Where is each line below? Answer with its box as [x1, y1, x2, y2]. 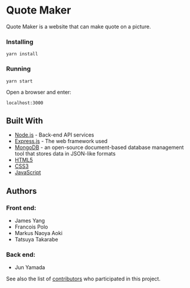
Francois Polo [14, 223, 48, 230]
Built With [6, 115, 43, 125]
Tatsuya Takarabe [14, 236, 58, 243]
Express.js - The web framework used [14, 138, 108, 145]
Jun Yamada [14, 264, 45, 271]
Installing [6, 38, 34, 46]
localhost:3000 [6, 100, 44, 106]
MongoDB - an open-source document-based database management [14, 144, 184, 151]
